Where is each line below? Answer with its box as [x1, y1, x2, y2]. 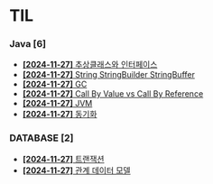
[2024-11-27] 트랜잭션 [22, 153, 105, 164]
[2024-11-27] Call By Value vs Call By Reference [22, 88, 204, 99]
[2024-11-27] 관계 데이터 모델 [22, 164, 131, 176]
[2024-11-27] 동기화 [22, 109, 97, 120]
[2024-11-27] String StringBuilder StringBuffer [22, 69, 196, 80]
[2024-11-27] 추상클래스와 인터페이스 [22, 60, 158, 70]
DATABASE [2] [9, 132, 74, 144]
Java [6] [9, 38, 47, 51]
